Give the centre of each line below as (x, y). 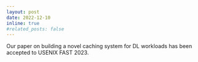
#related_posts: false (35, 29)
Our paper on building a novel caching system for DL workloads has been (99, 46)
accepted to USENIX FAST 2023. (48, 53)
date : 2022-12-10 (29, 18)
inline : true (23, 23)
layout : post (23, 12)
